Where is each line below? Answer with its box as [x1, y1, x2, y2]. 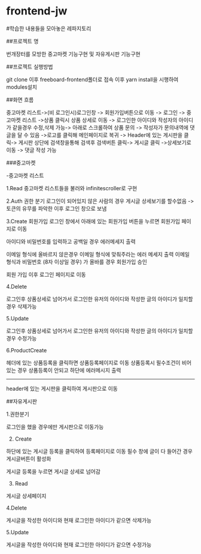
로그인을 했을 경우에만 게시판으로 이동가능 [6, 423, 104, 430]
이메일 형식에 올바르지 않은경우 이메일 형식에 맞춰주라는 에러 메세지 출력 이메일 [6, 250, 190, 257]
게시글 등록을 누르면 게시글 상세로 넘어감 [6, 468, 100, 475]
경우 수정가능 [6, 334, 37, 342]
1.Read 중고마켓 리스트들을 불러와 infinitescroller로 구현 [6, 184, 138, 191]
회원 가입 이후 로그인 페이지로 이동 [6, 271, 86, 278]
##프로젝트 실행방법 [6, 63, 53, 70]
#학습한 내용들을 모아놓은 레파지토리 [6, 25, 92, 32]
